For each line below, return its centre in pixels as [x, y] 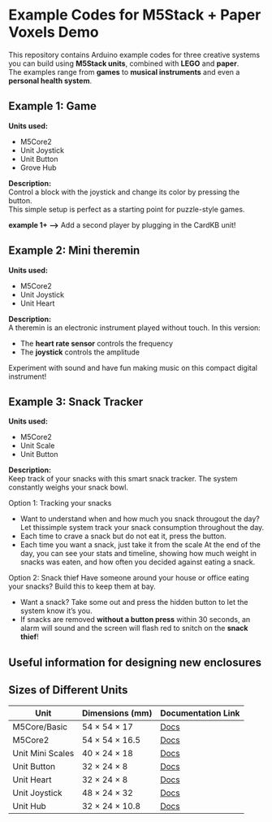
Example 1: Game [53, 106]
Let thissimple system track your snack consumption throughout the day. [142, 528]
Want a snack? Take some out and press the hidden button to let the [134, 602]
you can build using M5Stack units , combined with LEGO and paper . [124, 63]
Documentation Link [200, 713]
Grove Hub [38, 167]
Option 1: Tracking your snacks [60, 503]
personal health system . [50, 80]
